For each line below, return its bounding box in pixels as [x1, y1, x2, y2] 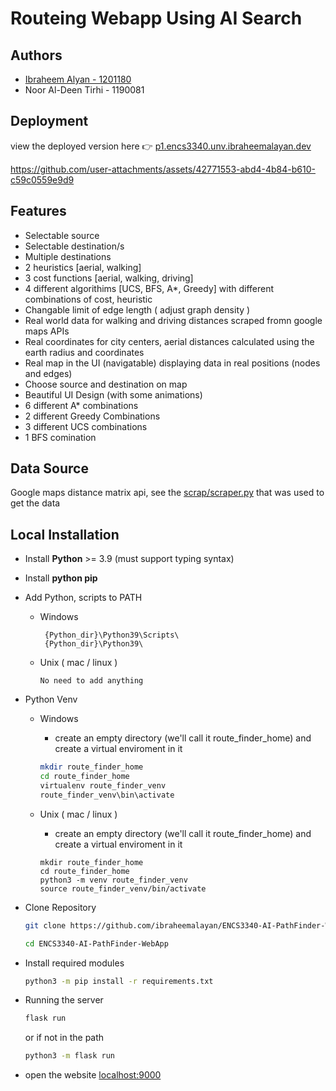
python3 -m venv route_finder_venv [39, 875, 188, 885]
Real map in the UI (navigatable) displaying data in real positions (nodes [24, 357, 321, 369]
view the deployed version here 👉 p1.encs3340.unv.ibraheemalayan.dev [10, 140, 312, 152]
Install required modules [24, 957, 125, 969]
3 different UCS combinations [24, 420, 148, 432]
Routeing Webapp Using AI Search [10, 7, 303, 30]
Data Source [10, 460, 89, 477]
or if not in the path [24, 1032, 105, 1044]
